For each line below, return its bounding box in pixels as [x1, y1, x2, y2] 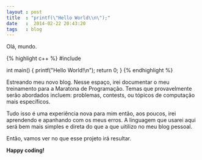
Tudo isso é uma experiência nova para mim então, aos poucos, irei [6, 110, 176, 117]
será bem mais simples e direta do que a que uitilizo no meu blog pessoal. [6, 123, 192, 131]
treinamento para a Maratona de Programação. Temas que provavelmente [6, 85, 192, 93]
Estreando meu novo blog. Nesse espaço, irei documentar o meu [6, 78, 170, 86]
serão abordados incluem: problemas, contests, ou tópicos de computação [6, 91, 195, 99]
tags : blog [6, 26, 43, 32]
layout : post [6, 9, 43, 15]
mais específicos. [6, 98, 51, 105]
